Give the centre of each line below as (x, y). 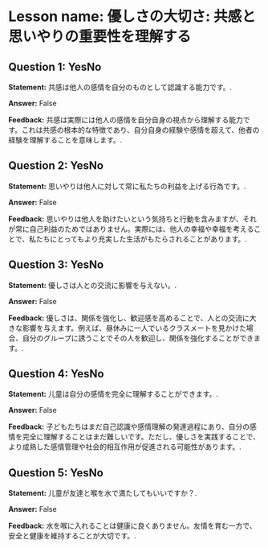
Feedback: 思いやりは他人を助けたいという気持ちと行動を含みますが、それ (133, 219)
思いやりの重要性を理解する (100, 37)
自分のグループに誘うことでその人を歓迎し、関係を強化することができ (138, 338)
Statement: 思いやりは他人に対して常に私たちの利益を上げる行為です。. (127, 186)
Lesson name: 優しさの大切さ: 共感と (132, 16)
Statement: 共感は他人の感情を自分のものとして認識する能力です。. (120, 87)
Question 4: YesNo (56, 374)
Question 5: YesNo (56, 473)
